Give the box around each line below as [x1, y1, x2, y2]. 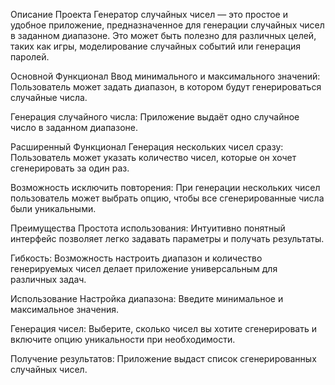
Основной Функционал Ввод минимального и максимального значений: [10, 70, 321, 82]
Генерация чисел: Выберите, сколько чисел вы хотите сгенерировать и [10, 323, 317, 334]
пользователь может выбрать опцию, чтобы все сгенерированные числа [10, 192, 325, 204]
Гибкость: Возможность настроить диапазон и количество [10, 252, 263, 264]
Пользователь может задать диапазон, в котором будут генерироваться [10, 81, 322, 93]
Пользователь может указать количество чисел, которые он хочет [10, 152, 297, 163]
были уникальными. [10, 203, 97, 214]
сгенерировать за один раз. [10, 162, 130, 174]
